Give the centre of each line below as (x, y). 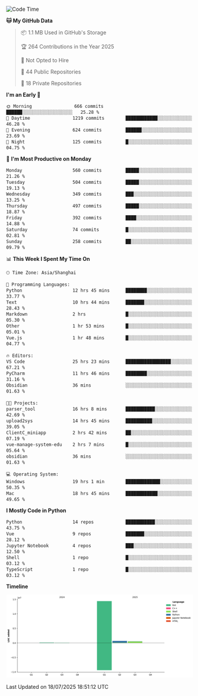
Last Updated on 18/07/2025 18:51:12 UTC (57, 687)
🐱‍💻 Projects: (22, 403)
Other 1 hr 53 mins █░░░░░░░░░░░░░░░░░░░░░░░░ (99, 326)
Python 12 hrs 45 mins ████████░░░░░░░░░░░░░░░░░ (99, 290)
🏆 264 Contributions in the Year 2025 (67, 47)
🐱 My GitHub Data (30, 20)
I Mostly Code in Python (36, 510)
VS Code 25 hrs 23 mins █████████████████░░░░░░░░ (99, 362)
